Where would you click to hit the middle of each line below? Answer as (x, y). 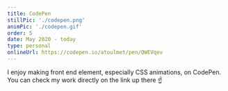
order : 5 (20, 33)
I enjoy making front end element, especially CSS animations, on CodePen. (114, 72)
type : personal (29, 46)
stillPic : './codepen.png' (46, 20)
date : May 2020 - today (42, 40)
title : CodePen (29, 14)
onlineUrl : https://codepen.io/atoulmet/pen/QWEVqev (85, 53)
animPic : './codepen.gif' (44, 26)
